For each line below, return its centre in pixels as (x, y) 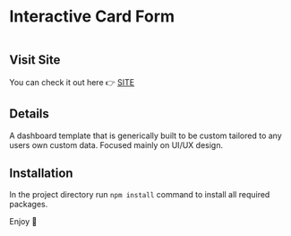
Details (29, 114)
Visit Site (35, 60)
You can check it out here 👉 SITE (72, 82)
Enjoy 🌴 (23, 222)
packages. (29, 205)
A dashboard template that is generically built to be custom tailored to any (145, 135)
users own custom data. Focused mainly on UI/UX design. (116, 144)
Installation (41, 173)
